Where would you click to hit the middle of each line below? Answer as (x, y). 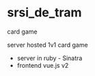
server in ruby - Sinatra (50, 58)
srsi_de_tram (44, 13)
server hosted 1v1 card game (47, 45)
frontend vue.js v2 (43, 65)
